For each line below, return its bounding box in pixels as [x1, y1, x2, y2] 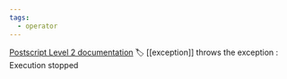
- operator [17, 22, 58, 31]
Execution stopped [9, 59, 79, 70]
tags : [9, 13, 30, 22]
